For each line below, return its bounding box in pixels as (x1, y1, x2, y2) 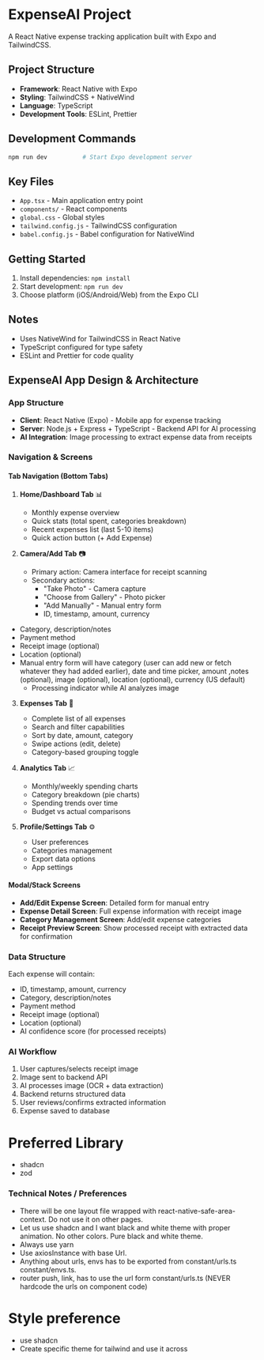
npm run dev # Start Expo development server (8, 153, 193, 161)
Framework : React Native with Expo (19, 84, 138, 93)
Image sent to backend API (19, 1072, 108, 1082)
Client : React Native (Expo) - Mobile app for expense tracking (19, 415, 221, 424)
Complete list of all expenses (31, 714, 126, 723)
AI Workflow (8, 1046, 57, 1057)
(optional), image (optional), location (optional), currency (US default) (19, 674, 246, 684)
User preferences (31, 837, 89, 846)
